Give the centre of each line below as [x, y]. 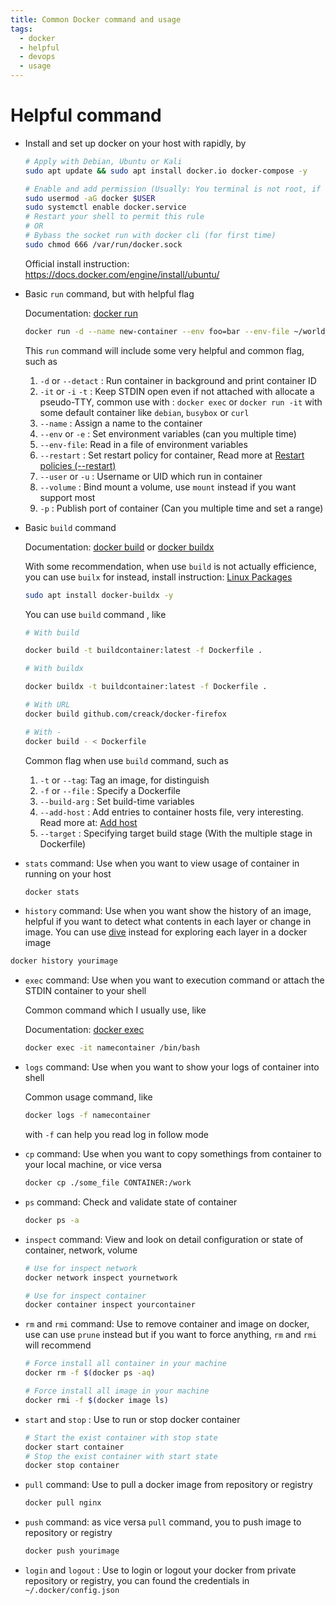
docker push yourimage [72, 1551]
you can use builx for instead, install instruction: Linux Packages [158, 577]
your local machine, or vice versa [93, 1165]
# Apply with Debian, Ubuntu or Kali [103, 161]
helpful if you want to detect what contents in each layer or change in [168, 922]
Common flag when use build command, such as [126, 760]
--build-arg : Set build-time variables [117, 801]
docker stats [52, 892]
